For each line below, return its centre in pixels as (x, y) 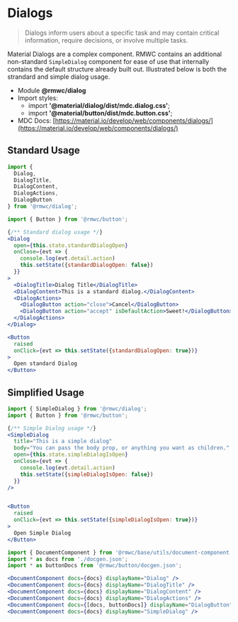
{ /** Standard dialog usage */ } (55, 232)
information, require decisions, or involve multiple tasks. (106, 40)
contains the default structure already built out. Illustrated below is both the (117, 69)
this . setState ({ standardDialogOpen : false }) (87, 265)
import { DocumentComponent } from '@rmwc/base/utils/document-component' (120, 552)
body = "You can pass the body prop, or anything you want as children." (122, 448)
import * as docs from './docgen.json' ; (68, 559)
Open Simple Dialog (42, 533)
